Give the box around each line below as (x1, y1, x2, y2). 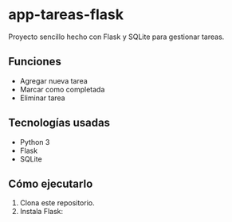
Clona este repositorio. (19, 198, 95, 208)
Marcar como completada (19, 84, 105, 94)
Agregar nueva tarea (19, 76, 88, 85)
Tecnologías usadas (8, 116, 110, 130)
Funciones (8, 55, 62, 68)
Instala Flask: (19, 207, 64, 216)
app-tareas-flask (8, 6, 124, 24)
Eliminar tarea (19, 93, 65, 103)
